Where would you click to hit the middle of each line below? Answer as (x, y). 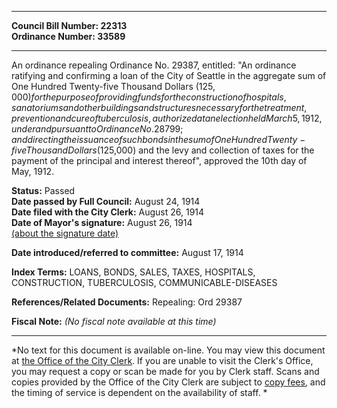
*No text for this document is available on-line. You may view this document (168, 350)
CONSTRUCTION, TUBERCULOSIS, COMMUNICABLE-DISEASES (144, 282)
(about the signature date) (65, 233)
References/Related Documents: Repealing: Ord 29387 (127, 302)
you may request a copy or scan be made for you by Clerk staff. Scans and (165, 371)
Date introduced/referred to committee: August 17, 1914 (127, 252)
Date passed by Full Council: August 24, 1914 (106, 201)
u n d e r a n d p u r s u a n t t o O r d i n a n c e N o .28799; (97, 129)
